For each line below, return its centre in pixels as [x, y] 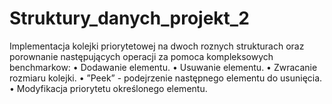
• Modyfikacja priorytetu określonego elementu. [108, 88]
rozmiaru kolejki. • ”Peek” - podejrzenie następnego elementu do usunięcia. [166, 78]
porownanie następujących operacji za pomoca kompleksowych [141, 56]
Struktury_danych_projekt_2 [129, 18]
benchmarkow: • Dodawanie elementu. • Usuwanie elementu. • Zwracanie [163, 67]
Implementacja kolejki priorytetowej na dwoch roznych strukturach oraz [157, 46]
